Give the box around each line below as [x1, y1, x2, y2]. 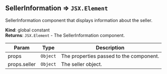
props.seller [8, 60, 36, 67]
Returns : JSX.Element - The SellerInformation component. [5, 32, 125, 38]
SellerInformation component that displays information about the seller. [5, 17, 152, 23]
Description [96, 44, 125, 51]
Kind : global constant [5, 27, 50, 33]
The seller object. [61, 60, 102, 67]
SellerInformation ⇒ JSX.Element [5, 4, 108, 12]
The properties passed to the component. [61, 52, 159, 59]
